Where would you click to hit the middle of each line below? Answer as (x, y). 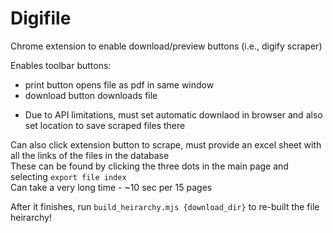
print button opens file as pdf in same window (119, 84)
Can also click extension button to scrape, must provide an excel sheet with (166, 144)
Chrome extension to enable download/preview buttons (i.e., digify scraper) (166, 46)
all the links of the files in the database (90, 155)
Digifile (41, 18)
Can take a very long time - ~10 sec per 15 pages (111, 187)
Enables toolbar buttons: (61, 65)
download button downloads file (91, 95)
